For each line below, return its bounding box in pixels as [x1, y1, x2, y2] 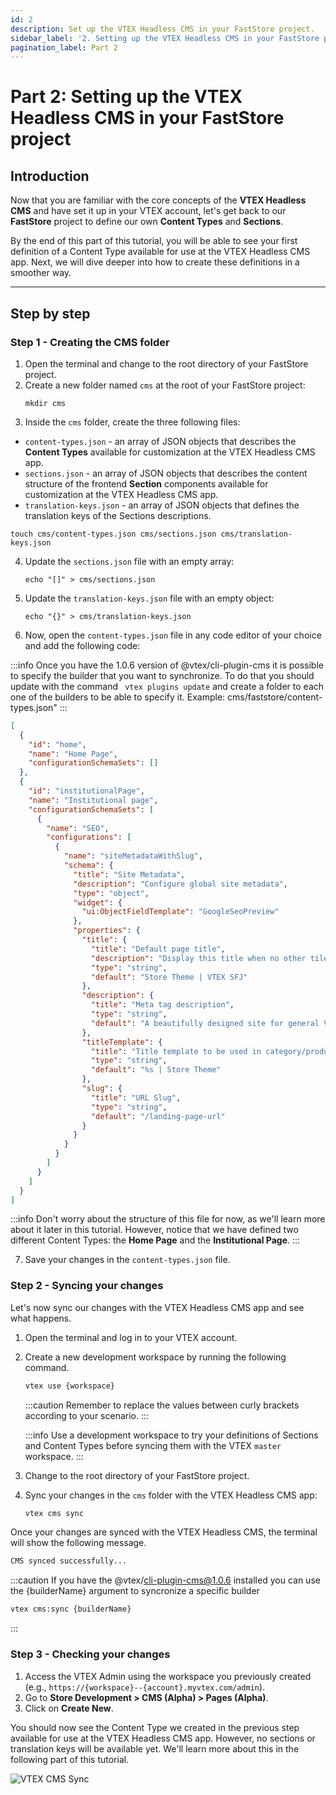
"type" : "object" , [73, 888, 150, 898]
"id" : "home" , [28, 739, 87, 750]
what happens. [10, 1312, 72, 1324]
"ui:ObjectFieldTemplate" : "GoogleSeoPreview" [81, 907, 280, 917]
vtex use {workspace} [24, 1381, 115, 1391]
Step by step [10, 305, 91, 322]
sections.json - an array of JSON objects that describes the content [24, 467, 308, 479]
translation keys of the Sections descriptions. [24, 509, 212, 521]
